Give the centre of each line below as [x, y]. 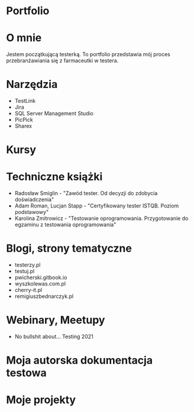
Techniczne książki [54, 177]
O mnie [24, 38]
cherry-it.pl [28, 290]
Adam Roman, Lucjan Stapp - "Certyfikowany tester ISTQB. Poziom [97, 206]
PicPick [24, 120]
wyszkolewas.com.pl [40, 284]
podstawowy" [32, 212]
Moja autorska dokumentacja [79, 360]
